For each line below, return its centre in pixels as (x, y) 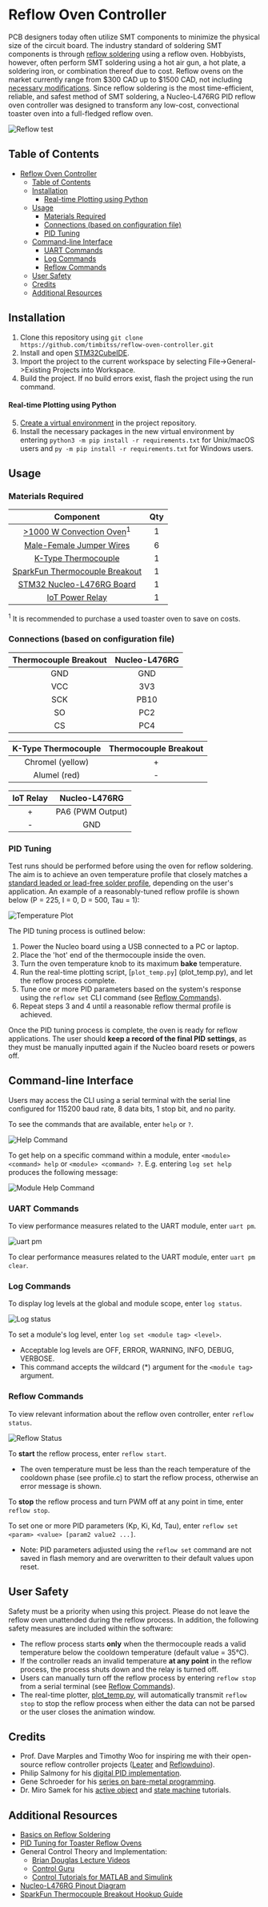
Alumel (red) (57, 774)
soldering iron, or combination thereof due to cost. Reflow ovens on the (126, 70)
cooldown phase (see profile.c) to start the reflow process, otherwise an (139, 1477)
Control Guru (53, 1869)
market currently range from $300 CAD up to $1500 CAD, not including (125, 79)
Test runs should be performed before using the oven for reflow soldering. (131, 866)
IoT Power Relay (77, 597)
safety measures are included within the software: (91, 1628)
